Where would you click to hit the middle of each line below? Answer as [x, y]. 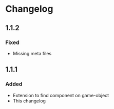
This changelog [29, 101]
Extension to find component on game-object [61, 95]
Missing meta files [32, 53]
